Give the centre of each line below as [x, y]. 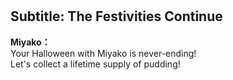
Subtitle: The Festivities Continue [116, 16]
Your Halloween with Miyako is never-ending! [103, 53]
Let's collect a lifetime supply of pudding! [95, 64]
